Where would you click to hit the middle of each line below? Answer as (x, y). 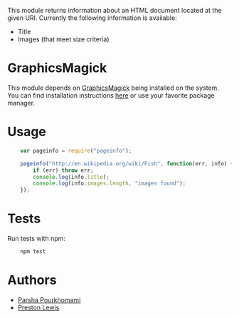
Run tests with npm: (37, 239)
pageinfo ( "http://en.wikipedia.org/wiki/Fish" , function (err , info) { (127, 163)
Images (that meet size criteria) (63, 39)
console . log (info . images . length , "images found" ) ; (110, 184)
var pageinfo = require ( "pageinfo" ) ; (76, 150)
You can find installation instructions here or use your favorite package (111, 95)
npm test (33, 252)
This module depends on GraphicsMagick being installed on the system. (113, 88)
